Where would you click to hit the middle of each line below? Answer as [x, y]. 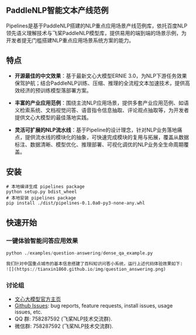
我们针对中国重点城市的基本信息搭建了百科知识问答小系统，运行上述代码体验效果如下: [94, 264]
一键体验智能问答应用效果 [42, 240]
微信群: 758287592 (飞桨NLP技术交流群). [64, 326]
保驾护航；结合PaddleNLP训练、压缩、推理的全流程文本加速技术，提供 [100, 83]
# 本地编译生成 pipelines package [45, 187]
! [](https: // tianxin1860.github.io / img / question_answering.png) [86, 269]
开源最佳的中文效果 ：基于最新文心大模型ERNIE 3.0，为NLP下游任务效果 [101, 75]
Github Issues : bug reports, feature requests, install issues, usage [94, 306]
